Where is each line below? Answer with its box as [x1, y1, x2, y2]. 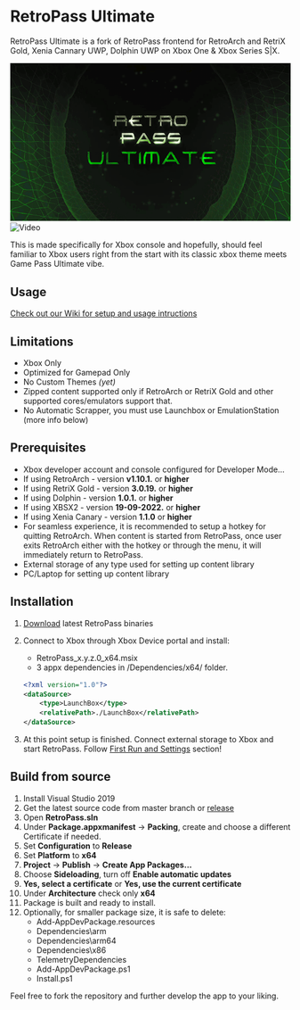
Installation [10, 594, 74, 609]
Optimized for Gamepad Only [22, 368, 131, 378]
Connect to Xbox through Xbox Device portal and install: [22, 635, 231, 646]
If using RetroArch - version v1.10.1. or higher [22, 473, 190, 484]
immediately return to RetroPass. [22, 549, 143, 559]
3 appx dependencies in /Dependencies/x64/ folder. [36, 662, 229, 673]
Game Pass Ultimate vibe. [10, 259, 105, 269]
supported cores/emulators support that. [22, 395, 173, 407]
